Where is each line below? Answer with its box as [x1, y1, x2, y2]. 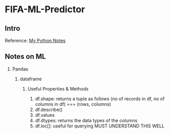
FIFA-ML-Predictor [5, 4, 86, 15]
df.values [35, 111, 55, 118]
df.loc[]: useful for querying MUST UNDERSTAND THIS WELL [35, 123, 165, 129]
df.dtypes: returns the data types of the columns [35, 117, 138, 123]
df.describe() [35, 106, 63, 113]
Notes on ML [5, 52, 46, 61]
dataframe [19, 76, 42, 82]
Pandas [12, 65, 29, 72]
